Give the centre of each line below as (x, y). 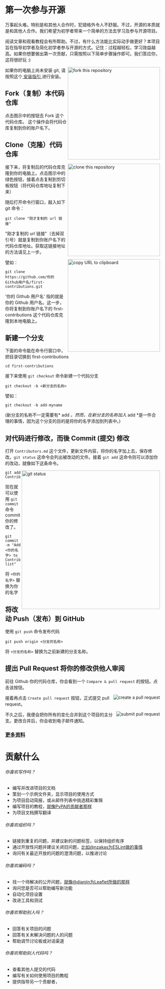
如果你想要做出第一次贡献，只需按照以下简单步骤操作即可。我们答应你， (87, 53)
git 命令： (15, 208)
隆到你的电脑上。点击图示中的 (35, 173)
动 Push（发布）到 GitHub (45, 619)
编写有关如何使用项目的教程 (40, 975)
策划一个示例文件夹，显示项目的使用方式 (53, 794)
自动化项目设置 (27, 894)
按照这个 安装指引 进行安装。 (34, 76)
